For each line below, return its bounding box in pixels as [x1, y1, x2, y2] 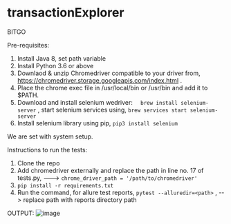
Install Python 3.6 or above [17, 61, 94, 70]
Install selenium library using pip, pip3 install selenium [17, 119, 178, 127]
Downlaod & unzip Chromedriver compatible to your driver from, [17, 69, 201, 77]
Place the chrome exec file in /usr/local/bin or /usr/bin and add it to [17, 83, 208, 92]
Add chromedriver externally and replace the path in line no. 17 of [17, 166, 204, 174]
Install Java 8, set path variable [17, 54, 106, 63]
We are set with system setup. [7, 132, 93, 141]
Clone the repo [17, 159, 60, 167]
